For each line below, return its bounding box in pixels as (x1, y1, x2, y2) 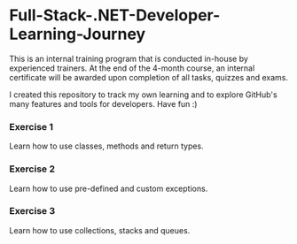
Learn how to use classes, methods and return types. (9, 141, 204, 151)
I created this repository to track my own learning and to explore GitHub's (9, 89, 277, 100)
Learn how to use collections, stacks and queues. (9, 225, 191, 235)
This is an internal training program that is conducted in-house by (9, 53, 248, 64)
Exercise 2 (9, 163, 56, 175)
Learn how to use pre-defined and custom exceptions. (9, 183, 208, 194)
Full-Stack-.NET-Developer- (9, 5, 221, 26)
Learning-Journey (9, 24, 146, 44)
